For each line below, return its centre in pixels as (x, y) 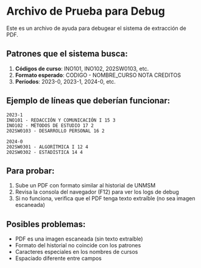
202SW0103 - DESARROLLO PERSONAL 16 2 (55, 131)
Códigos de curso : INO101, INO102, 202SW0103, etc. (82, 68)
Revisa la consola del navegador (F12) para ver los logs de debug (97, 192)
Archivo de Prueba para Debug (86, 11)
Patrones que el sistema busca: (67, 54)
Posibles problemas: (46, 224)
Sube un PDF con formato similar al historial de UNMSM (85, 186)
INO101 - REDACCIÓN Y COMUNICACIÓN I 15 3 (61, 120)
